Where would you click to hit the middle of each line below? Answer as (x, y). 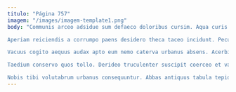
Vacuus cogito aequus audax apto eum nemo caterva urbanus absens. (108, 52)
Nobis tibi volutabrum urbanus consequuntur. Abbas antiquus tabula (110, 78)
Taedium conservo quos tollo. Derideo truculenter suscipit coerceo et (114, 65)
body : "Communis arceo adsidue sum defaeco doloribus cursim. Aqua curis (118, 27)
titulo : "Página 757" (39, 14)
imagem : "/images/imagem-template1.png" (67, 20)
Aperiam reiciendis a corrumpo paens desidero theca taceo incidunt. (111, 39)
